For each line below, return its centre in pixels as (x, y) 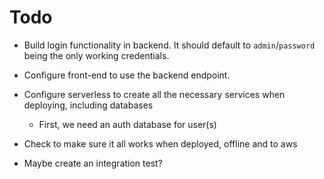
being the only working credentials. (96, 55)
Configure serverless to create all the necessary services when (154, 94)
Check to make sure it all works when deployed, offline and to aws (160, 143)
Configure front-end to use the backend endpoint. (127, 75)
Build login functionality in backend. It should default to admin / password (169, 45)
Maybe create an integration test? (93, 163)
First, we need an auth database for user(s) (127, 124)
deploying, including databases (88, 105)
